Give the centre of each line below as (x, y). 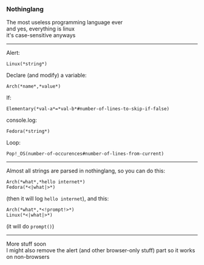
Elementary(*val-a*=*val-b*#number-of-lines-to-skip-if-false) (88, 109)
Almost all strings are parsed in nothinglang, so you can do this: (86, 171)
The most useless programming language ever (65, 23)
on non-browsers (28, 257)
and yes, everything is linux (40, 29)
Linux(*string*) (27, 64)
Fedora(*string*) (28, 132)
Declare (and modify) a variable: (46, 76)
